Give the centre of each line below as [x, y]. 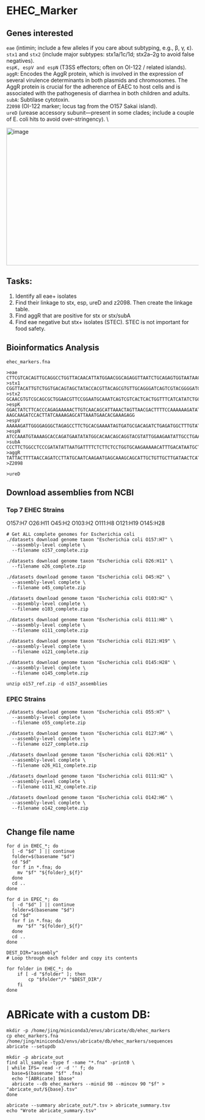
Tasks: [19, 281]
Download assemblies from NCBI [70, 493]
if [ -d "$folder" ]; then [52, 974]
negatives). [20, 61]
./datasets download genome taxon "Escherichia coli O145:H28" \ [91, 663]
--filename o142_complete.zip [50, 808]
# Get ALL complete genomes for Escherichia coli [71, 535]
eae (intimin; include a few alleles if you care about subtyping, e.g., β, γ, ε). [100, 48]
